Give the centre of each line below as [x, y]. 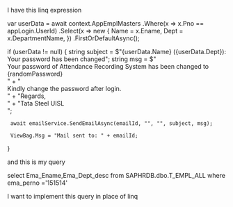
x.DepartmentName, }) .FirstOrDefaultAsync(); [73, 38]
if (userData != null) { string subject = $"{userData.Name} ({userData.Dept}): [117, 52]
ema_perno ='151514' [38, 183]
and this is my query [37, 162]
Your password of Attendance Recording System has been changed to [108, 66]
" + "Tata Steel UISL [36, 103]
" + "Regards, [27, 96]
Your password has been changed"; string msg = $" [82, 59]
